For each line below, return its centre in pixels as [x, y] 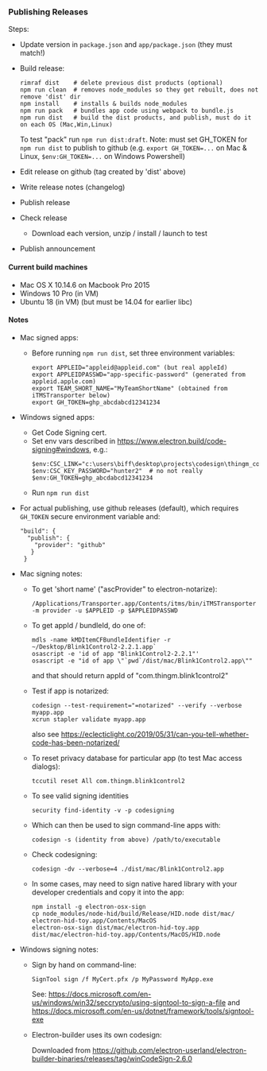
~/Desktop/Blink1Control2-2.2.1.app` [94, 646]
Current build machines [48, 267]
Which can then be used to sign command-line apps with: [126, 825]
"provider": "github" [70, 545]
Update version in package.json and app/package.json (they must [126, 45]
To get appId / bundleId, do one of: [89, 625]
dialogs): [46, 766]
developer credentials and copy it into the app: [108, 892]
